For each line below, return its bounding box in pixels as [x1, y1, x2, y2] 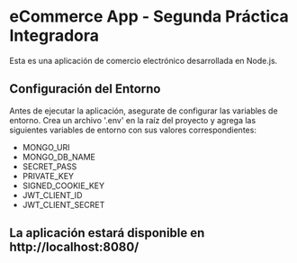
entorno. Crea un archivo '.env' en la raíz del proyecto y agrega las [9, 114, 256, 125]
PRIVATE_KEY [22, 170, 75, 181]
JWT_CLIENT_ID [22, 189, 83, 200]
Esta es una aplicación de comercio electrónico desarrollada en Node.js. [9, 55, 278, 66]
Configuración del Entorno [9, 81, 161, 96]
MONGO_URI [22, 141, 70, 152]
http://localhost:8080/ [9, 240, 139, 255]
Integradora [9, 25, 100, 46]
